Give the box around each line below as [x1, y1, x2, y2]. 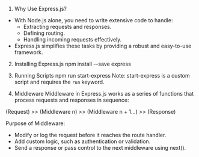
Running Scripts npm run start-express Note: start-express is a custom [14, 72, 190, 79]
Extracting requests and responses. [23, 23, 112, 30]
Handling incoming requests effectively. [23, 36, 122, 43]
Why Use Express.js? [14, 5, 67, 12]
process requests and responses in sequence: [14, 96, 130, 103]
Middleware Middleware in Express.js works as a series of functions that [14, 90, 194, 97]
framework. [14, 49, 43, 56]
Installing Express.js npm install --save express [14, 60, 132, 67]
